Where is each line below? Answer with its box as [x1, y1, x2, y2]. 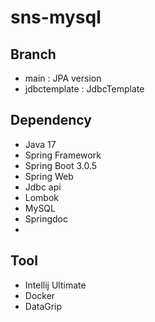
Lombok [24, 191, 60, 203]
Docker [24, 289, 56, 301]
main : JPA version [24, 72, 102, 84]
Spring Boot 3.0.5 [24, 159, 98, 171]
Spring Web [24, 170, 74, 182]
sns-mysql [10, 6, 102, 29]
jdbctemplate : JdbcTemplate [24, 83, 145, 95]
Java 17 [24, 138, 57, 150]
